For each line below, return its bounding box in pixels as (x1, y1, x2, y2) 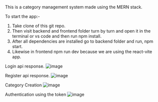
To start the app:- (5, 14, 40, 19)
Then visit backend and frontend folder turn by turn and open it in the (12, 28, 151, 34)
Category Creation (5, 82, 42, 88)
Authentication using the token (5, 92, 66, 97)
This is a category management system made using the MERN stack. (5, 4, 142, 10)
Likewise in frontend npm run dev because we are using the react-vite (12, 49, 153, 54)
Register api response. (5, 73, 50, 78)
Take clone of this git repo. (12, 23, 66, 29)
